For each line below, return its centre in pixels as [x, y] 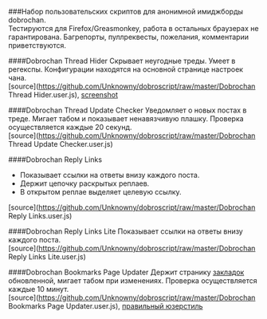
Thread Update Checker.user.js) [61, 144]
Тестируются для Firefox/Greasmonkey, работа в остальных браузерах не [133, 28]
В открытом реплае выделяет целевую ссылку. [100, 192]
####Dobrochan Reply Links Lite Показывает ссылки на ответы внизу [126, 231]
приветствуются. [37, 45]
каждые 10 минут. [39, 289]
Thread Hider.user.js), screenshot [63, 95]
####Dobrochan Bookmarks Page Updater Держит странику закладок [126, 272]
